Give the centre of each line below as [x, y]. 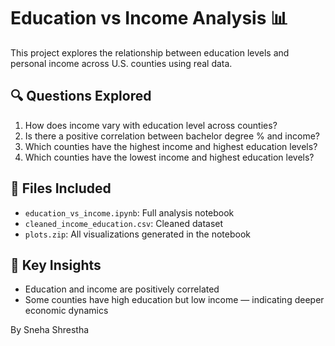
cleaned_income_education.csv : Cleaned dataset [124, 223]
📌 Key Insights [56, 265]
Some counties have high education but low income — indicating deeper [174, 300]
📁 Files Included [61, 188]
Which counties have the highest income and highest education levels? [171, 146]
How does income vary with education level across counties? [151, 125]
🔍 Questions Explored [81, 96]
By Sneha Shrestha [50, 330]
